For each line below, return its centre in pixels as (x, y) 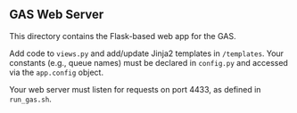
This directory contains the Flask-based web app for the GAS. (123, 36)
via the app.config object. (57, 72)
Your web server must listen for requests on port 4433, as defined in (135, 89)
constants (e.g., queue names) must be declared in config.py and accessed (148, 62)
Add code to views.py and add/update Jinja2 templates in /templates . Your (146, 53)
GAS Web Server (57, 15)
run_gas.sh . (30, 99)
